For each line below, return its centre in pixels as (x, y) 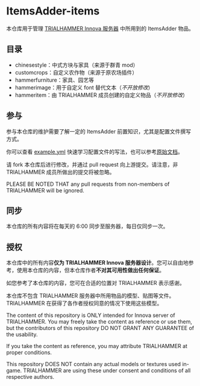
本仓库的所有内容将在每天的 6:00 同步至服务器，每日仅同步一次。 (87, 226)
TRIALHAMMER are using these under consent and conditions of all (107, 370)
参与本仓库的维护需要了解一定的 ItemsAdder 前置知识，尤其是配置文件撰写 (99, 131)
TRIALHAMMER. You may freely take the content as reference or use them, (99, 322)
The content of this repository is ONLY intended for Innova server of (91, 315)
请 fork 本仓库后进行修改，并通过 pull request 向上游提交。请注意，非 (92, 164)
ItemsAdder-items (53, 11)
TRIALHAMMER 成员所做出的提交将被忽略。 (61, 172)
